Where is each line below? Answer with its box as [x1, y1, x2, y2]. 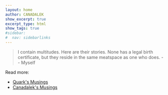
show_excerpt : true [5, 16, 46, 21]
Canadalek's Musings [12, 84, 58, 90]
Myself [21, 59, 35, 65]
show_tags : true [5, 26, 39, 31]
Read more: [5, 69, 29, 75]
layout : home [5, 7, 33, 12]
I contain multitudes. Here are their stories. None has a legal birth [17, 48, 153, 55]
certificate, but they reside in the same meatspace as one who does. [17, 54, 160, 60]
